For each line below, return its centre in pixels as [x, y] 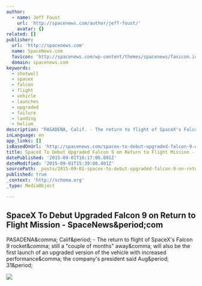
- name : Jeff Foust [36, 17]
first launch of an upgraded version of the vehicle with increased [86, 252]
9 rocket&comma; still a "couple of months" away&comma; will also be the [98, 246]
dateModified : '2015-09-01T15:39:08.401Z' [60, 164]
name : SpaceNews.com [37, 51]
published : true [26, 175]
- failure [24, 113]
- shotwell [25, 74]
